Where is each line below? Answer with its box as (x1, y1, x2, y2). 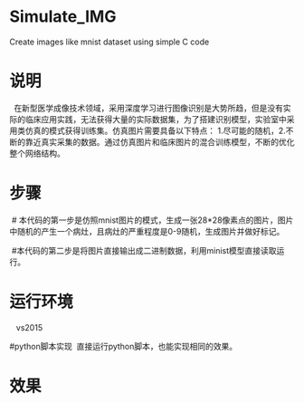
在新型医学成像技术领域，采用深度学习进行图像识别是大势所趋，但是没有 (13, 102, 283, 113)
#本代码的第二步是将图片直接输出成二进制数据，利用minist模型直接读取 (11, 245, 278, 255)
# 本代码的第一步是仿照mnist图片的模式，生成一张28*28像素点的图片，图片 (11, 215, 294, 225)
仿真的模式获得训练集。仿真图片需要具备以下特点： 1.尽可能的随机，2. (24, 125, 287, 136)
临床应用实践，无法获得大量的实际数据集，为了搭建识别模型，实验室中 (24, 113, 287, 124)
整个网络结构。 (9, 148, 65, 158)
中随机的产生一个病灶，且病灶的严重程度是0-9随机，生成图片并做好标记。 (9, 225, 285, 236)
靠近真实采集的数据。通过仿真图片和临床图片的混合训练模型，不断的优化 (24, 136, 295, 147)
